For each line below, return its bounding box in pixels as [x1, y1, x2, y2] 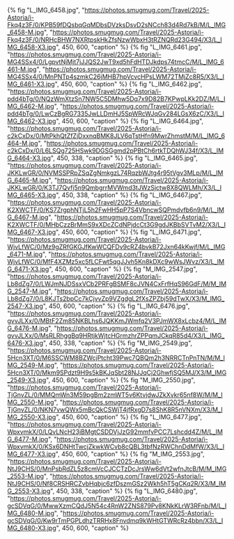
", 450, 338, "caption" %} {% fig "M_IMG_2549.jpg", [42, 339, 193, 347]
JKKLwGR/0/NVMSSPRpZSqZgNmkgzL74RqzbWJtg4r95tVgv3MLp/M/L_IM [7, 169, 224, 177]
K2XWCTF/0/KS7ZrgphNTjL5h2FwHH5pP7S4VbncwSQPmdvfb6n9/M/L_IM [7, 205, 225, 214]
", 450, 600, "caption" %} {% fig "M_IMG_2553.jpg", [55, 450, 205, 458]
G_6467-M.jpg [7, 213, 49, 221]
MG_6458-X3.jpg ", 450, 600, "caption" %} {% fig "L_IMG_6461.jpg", [7, 43, 203, 51]
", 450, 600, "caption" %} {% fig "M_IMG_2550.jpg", [46, 376, 196, 384]
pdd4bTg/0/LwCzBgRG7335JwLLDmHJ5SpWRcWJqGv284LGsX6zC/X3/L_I [7, 109, 225, 118]
